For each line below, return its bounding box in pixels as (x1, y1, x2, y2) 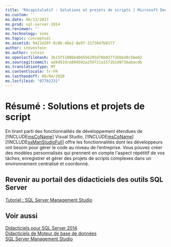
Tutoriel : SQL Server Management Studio (5, 197, 93, 203)
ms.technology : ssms (5, 31, 49, 36)
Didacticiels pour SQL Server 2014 (5, 225, 77, 231)
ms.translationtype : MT (5, 64, 56, 69)
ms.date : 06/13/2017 (5, 17, 49, 22)
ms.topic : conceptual (5, 36, 51, 41)
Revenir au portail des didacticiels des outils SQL (5, 175, 164, 184)
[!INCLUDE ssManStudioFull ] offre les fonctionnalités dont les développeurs (5, 139, 163, 145)
